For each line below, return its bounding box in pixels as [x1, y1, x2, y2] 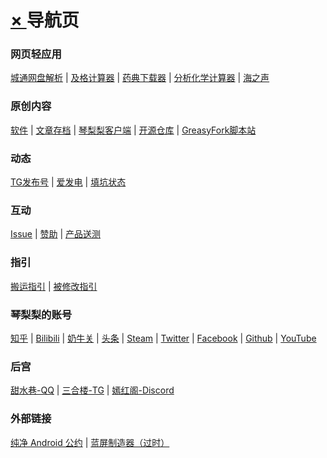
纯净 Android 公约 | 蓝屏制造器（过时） [10, 436, 170, 448]
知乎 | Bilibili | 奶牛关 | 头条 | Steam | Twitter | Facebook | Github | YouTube [10, 332, 317, 344]
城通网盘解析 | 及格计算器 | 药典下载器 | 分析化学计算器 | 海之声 [10, 72, 270, 84]
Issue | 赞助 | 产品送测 [10, 228, 102, 240]
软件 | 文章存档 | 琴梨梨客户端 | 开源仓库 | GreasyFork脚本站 [10, 124, 257, 136]
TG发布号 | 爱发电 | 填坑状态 [10, 176, 127, 188]
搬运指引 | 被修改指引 [10, 280, 98, 292]
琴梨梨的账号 [10, 307, 73, 321]
